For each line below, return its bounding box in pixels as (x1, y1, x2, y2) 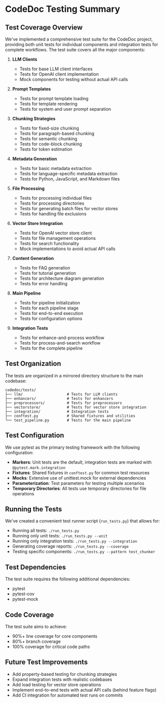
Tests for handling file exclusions (19, 211, 87, 217)
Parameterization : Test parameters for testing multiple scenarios (12, 480, 144, 486)
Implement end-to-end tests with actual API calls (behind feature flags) (12, 687, 157, 693)
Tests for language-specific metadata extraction (19, 171, 118, 176)
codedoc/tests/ (5, 387, 36, 393)
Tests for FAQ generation (19, 265, 70, 270)
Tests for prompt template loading (19, 95, 89, 101)
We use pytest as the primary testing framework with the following (5, 444, 140, 450)
